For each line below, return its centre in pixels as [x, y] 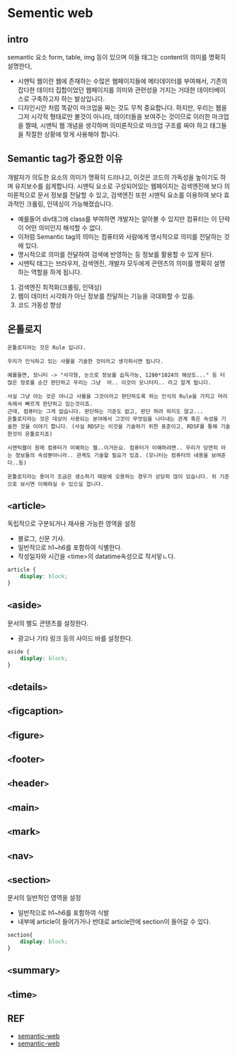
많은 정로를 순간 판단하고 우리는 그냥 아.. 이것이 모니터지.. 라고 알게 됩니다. [109, 382]
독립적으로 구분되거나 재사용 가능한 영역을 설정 [72, 523]
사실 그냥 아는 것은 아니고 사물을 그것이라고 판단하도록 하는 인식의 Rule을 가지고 [111, 396]
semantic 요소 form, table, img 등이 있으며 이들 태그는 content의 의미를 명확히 [117, 57]
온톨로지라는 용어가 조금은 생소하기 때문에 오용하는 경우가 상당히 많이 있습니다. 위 [112, 477]
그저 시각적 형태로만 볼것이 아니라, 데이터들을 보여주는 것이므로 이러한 [114, 116]
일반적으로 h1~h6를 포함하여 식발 [63, 913]
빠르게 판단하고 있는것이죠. [59, 404]
